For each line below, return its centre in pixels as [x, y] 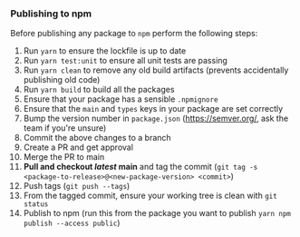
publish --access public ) [72, 223]
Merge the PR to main [64, 157]
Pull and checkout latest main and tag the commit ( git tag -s [140, 167]
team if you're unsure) [65, 128]
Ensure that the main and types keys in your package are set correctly [153, 109]
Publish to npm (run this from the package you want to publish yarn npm [157, 213]
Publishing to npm [51, 14]
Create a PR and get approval [78, 147]
